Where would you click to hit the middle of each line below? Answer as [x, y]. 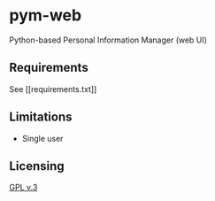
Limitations [41, 117]
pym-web [46, 15]
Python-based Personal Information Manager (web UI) [108, 40]
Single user [42, 138]
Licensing [37, 166]
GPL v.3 [23, 188]
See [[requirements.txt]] [53, 89]
